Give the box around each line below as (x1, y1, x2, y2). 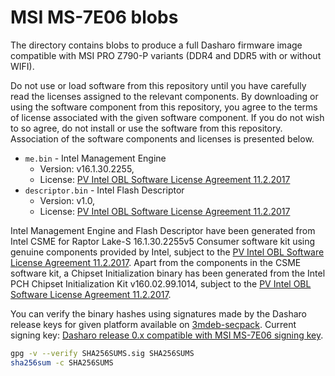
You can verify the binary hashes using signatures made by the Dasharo (10, 307, 307, 320)
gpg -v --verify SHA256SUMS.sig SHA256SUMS (10, 348, 195, 358)
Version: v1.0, (39, 194, 96, 206)
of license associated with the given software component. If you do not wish (10, 111, 325, 123)
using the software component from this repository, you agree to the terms (10, 101, 318, 113)
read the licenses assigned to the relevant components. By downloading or (10, 90, 319, 102)
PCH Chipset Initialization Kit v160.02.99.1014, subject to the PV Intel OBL (10, 277, 312, 290)
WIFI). (10, 60, 35, 72)
